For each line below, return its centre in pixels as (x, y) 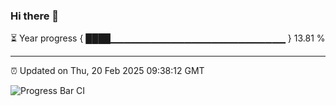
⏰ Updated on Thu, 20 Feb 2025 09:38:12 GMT (107, 71)
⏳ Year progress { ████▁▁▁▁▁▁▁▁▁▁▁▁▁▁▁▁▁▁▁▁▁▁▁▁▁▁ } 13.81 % (168, 38)
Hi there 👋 (35, 16)
